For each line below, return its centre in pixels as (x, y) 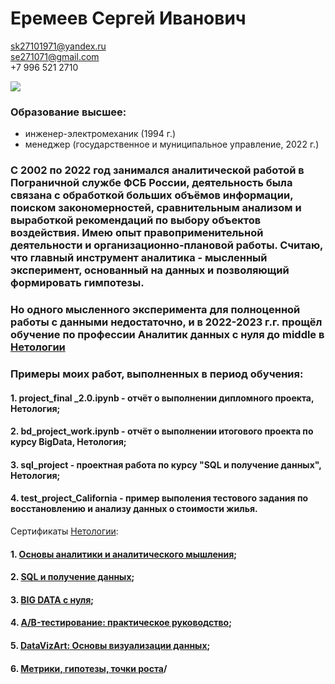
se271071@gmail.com (55, 56)
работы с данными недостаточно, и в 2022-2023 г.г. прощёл (166, 322)
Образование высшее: (68, 112)
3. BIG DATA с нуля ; (52, 599)
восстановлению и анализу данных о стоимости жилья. (134, 509)
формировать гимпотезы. (77, 283)
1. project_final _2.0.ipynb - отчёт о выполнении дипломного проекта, (162, 398)
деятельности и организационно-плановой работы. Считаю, (167, 245)
